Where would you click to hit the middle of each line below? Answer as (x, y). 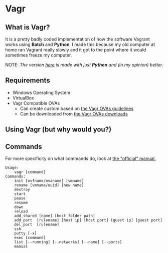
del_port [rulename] (37, 225)
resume (21, 203)
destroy (22, 190)
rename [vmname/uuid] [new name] (49, 185)
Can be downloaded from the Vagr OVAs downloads (74, 113)
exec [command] (30, 238)
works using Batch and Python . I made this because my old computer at (80, 44)
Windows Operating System (41, 92)
